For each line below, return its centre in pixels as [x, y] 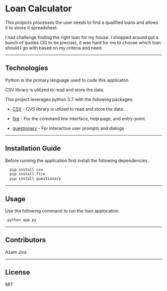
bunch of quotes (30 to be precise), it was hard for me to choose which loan [83, 42]
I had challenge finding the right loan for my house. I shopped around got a [82, 37]
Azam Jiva [16, 252]
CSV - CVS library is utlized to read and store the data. [68, 109]
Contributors [26, 240]
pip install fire [28, 174]
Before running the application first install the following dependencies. [77, 160]
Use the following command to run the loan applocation [62, 211]
